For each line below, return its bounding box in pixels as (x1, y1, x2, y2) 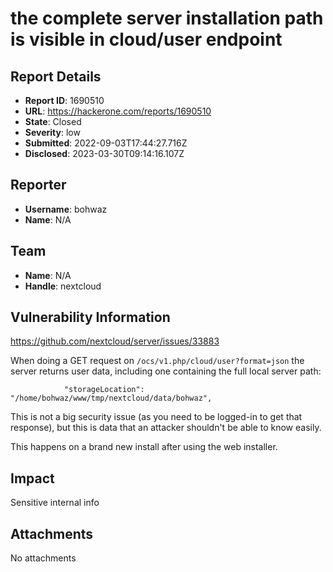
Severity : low (24, 127, 81, 138)
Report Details (10, 68, 102, 85)
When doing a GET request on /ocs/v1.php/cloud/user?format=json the (10, 355, 305, 367)
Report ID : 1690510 (24, 95, 105, 106)
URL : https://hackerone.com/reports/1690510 (24, 105, 212, 117)
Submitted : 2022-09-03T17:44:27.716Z (24, 137, 188, 149)
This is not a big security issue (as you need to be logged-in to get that (10, 411, 303, 423)
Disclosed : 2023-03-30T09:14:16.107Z (24, 148, 185, 159)
